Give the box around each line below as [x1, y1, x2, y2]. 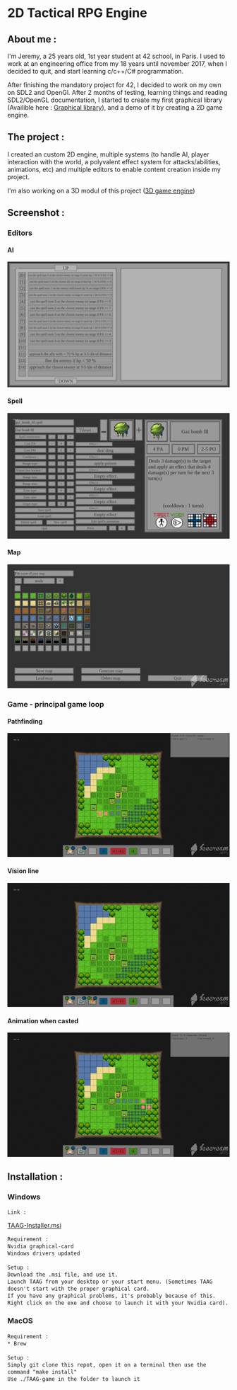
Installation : [7, 1170, 63, 1183]
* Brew [7, 1340, 27, 1347]
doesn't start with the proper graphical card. [7, 1285, 150, 1293]
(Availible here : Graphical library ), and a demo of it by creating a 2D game [7, 103, 223, 111]
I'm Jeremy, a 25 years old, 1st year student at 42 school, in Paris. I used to [7, 52, 226, 60]
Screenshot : [7, 207, 65, 219]
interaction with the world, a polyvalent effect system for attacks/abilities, [7, 157, 221, 166]
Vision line [7, 867, 39, 875]
